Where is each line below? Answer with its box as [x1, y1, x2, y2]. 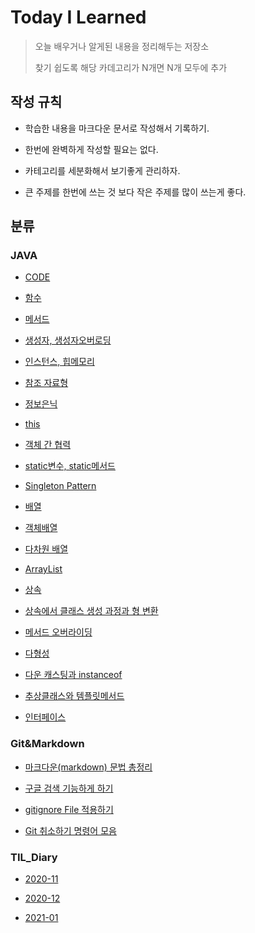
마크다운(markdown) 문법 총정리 [24, 761, 153, 773]
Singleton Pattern [24, 480, 97, 492]
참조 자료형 [24, 377, 69, 389]
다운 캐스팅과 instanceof [24, 669, 123, 681]
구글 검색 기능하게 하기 [24, 782, 114, 794]
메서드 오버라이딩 [24, 626, 93, 638]
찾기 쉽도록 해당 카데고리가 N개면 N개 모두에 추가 [34, 61, 228, 73]
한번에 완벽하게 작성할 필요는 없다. [24, 143, 159, 155]
